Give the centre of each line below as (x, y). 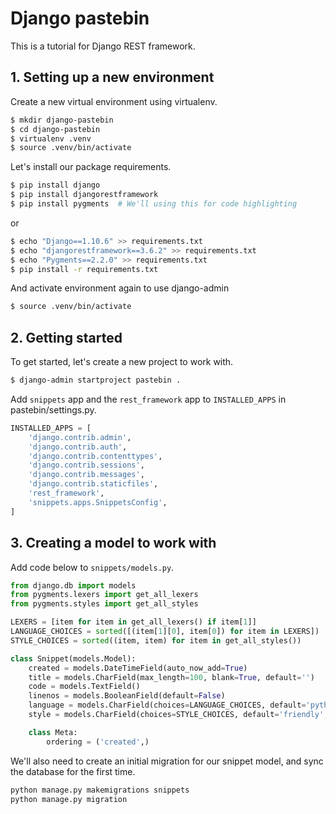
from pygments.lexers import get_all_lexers (104, 595)
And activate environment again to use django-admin (120, 288)
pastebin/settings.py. (53, 409)
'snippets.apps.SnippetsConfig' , (98, 502)
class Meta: (53, 732)
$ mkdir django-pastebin (62, 120)
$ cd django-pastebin (55, 129)
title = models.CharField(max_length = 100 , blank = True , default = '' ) (171, 677)
